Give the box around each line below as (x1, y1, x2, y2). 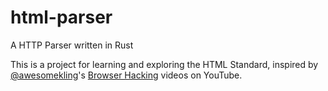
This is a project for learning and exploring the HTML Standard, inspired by (10, 58, 319, 70)
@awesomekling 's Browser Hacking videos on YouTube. (10, 69, 243, 81)
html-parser (10, 6, 113, 29)
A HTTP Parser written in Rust (10, 39, 134, 51)
